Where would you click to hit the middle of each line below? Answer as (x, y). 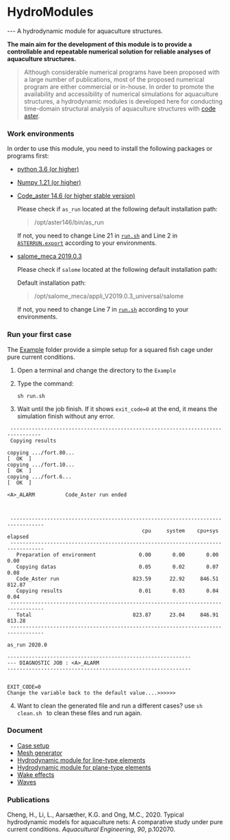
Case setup (33, 745)
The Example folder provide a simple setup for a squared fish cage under (110, 349)
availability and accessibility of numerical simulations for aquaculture (121, 94)
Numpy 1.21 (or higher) (49, 183)
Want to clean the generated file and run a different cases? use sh (110, 705)
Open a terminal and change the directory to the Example (97, 370)
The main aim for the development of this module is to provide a (100, 44)
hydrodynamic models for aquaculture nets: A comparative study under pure (115, 822)
